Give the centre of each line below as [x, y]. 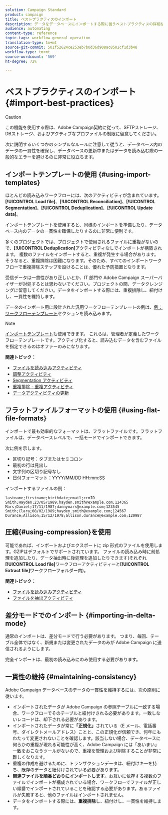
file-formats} [26, 419]
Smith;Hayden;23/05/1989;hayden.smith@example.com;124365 [67, 502]
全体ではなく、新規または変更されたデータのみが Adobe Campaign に [85, 643]
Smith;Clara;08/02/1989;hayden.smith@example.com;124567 [66, 511]
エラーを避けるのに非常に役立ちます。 [57, 157]
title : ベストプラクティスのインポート [41, 19]
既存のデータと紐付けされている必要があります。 [71, 770]
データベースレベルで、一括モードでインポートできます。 [86, 437]
